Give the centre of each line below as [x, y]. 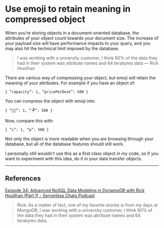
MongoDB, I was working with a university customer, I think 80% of [85, 210]
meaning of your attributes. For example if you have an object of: [70, 83]
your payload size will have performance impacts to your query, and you [78, 43]
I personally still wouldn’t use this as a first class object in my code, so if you [82, 153]
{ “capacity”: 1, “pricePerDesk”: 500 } [47, 92]
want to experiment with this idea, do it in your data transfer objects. [74, 158]
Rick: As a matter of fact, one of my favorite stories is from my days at [87, 205]
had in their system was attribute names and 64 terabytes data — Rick [88, 63]
